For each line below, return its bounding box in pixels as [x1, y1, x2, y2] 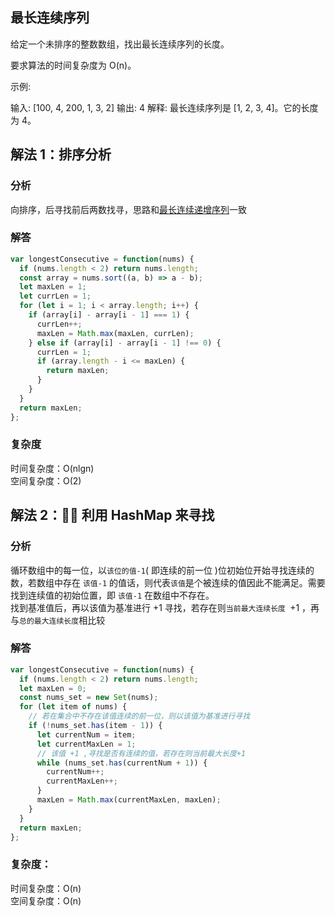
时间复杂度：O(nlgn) [10, 462, 95, 474]
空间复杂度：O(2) [10, 474, 82, 487]
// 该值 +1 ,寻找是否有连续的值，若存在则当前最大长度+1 [36, 748, 247, 758]
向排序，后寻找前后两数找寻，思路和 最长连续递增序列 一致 [10, 203, 247, 215]
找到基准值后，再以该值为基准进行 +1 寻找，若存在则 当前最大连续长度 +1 [10, 601, 300, 613]
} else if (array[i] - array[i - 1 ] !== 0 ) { [28, 338, 222, 348]
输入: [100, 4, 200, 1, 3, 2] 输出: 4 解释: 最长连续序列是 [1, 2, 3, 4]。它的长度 [10, 101, 319, 113]
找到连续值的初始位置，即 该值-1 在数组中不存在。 [10, 589, 215, 601]
